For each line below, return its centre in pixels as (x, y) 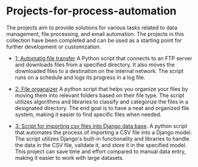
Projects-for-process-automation (92, 11)
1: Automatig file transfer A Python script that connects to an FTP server (103, 58)
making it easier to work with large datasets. (69, 157)
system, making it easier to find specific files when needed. (88, 114)
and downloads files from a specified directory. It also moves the (95, 65)
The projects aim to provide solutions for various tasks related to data (92, 28)
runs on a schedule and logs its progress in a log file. (80, 77)
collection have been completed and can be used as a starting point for (94, 40)
